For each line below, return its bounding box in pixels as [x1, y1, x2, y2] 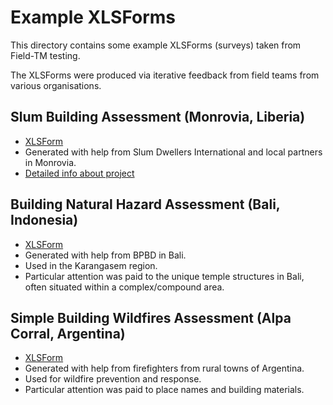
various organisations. [10, 79, 102, 91]
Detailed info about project [24, 167, 135, 179]
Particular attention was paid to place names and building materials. [24, 384, 305, 396]
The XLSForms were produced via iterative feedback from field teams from [10, 69, 320, 81]
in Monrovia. [24, 156, 77, 168]
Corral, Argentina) [10, 325, 126, 342]
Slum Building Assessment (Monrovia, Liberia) [10, 109, 306, 126]
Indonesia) [10, 212, 79, 229]
